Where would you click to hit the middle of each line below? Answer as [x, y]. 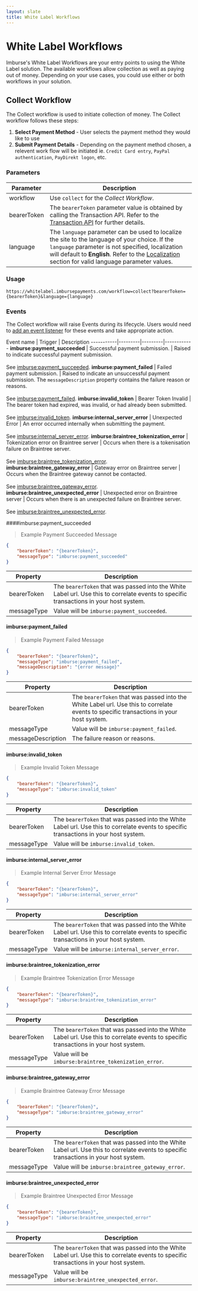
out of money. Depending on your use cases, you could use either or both [96, 75]
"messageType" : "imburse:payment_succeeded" [72, 556]
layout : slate [24, 12]
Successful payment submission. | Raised [140, 348]
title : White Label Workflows [43, 17]
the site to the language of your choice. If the [112, 239]
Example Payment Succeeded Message [69, 535]
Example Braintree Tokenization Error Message [77, 978]
